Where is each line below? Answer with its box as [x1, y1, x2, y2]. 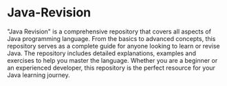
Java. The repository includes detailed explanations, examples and [7, 49, 197, 57]
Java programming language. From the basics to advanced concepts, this [7, 34, 216, 42]
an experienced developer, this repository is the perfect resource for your [7, 63, 215, 72]
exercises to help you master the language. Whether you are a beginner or [7, 56, 218, 64]
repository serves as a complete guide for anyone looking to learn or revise [7, 42, 220, 50]
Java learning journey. [7, 70, 70, 79]
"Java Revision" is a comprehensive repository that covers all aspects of [7, 27, 212, 35]
